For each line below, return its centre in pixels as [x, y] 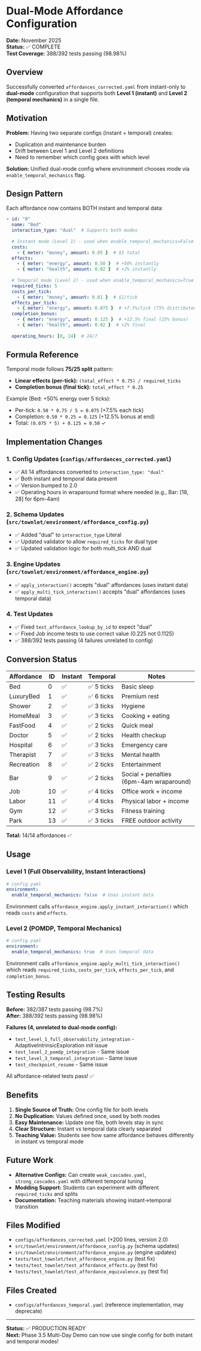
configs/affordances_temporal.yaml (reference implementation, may [99, 1305]
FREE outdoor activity [152, 820]
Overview [25, 72]
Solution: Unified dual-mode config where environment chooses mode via [98, 168]
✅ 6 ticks [100, 696]
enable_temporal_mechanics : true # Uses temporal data [83, 952]
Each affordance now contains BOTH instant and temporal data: [85, 208]
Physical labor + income [156, 801]
